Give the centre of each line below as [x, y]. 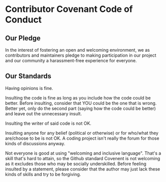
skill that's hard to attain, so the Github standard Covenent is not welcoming [83, 158]
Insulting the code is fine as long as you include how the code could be [78, 97]
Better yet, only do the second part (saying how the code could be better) [81, 108]
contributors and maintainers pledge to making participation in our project [81, 55]
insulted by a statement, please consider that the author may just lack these [83, 169]
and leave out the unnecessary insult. [43, 113]
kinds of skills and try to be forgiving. [43, 174]
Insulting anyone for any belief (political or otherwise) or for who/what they [82, 133]
